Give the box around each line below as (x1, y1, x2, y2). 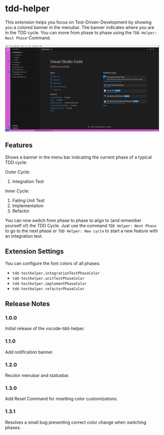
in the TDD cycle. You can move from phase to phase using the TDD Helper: (5, 29, 157, 35)
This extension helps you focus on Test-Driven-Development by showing (5, 19, 152, 25)
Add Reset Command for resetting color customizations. (5, 396, 118, 402)
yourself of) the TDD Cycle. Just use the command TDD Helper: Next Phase (5, 222, 157, 228)
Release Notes (5, 300, 50, 308)
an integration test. (5, 233, 43, 239)
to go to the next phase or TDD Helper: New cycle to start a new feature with (5, 228, 158, 234)
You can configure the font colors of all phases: (5, 260, 101, 266)
